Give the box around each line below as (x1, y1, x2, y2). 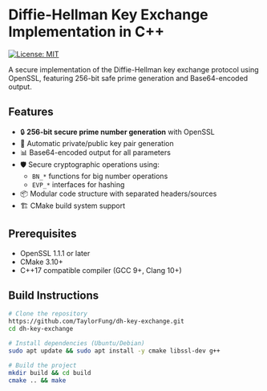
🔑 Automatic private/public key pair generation (19, 138, 174, 148)
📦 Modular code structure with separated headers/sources (19, 189, 217, 198)
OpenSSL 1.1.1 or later (19, 248, 91, 258)
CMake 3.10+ (19, 257, 63, 267)
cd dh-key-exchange (8, 325, 74, 333)
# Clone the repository (8, 310, 88, 318)
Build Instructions (8, 288, 99, 302)
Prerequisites (8, 227, 77, 241)
